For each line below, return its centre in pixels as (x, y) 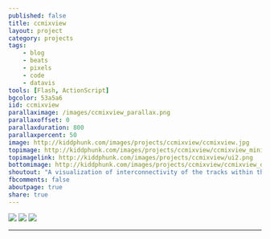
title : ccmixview (37, 23)
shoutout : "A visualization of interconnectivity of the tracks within (131, 172)
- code (34, 75)
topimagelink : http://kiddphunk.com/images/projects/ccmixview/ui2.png (131, 157)
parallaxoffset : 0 (39, 120)
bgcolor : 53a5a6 (35, 98)
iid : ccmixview (34, 105)
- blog (34, 53)
